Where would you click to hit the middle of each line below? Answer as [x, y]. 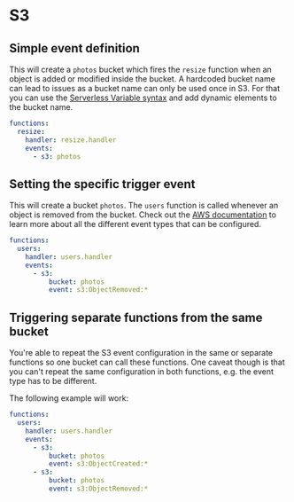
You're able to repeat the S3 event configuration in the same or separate [141, 353]
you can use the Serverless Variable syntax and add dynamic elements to [143, 98]
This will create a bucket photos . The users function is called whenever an [144, 206]
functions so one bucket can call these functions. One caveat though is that [147, 362]
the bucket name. [41, 107]
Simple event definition [74, 48]
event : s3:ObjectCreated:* [98, 464]
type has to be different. [53, 381]
